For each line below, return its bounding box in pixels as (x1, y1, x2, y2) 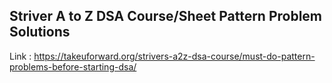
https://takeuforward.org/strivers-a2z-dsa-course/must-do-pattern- (33, 50, 316, 62)
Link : (9, 50, 32, 62)
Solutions (9, 24, 71, 41)
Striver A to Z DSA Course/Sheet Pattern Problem (9, 8, 323, 25)
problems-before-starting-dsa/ (9, 60, 137, 73)
